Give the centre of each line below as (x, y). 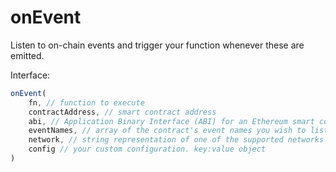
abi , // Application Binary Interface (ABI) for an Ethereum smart (171, 121)
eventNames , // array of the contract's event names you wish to (167, 131)
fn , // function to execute (86, 102)
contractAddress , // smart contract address (122, 112)
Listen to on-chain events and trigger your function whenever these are (157, 45)
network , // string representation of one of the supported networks (176, 140)
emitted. (27, 55)
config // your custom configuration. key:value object (147, 149)
